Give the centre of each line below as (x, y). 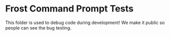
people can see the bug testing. (39, 27)
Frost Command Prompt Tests (70, 9)
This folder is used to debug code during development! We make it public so (85, 22)
